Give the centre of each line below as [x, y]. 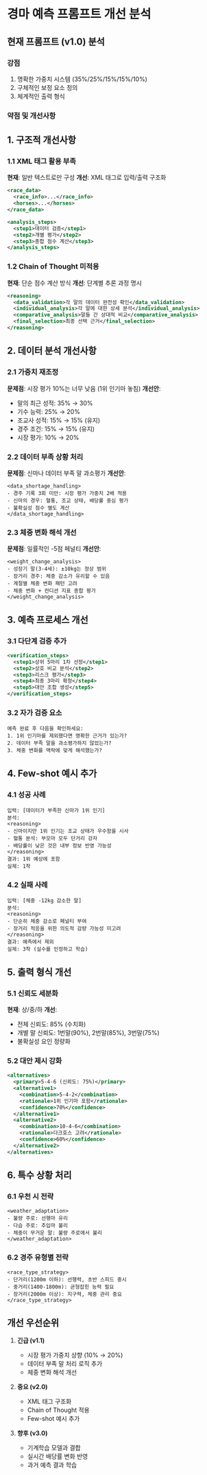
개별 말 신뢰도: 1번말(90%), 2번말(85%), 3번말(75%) [88, 1032]
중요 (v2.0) [32, 1387]
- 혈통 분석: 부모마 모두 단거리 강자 [52, 838]
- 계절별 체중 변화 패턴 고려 [42, 584]
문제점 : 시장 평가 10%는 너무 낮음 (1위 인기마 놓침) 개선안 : [84, 388]
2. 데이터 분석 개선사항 [52, 351]
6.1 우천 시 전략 [31, 1196]
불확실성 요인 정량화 [44, 1041]
